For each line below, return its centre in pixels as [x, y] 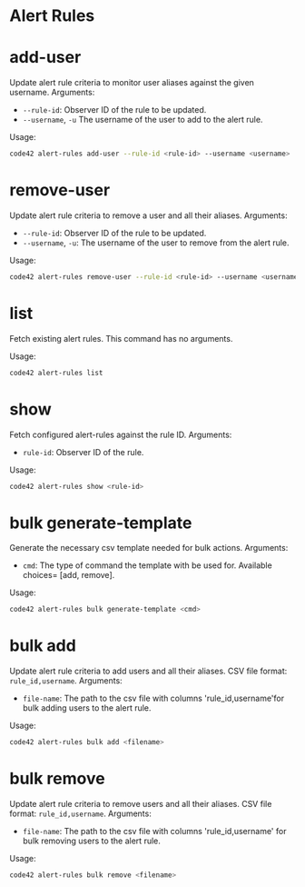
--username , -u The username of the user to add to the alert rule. [143, 120]
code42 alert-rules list [56, 373]
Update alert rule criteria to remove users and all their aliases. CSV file [141, 804]
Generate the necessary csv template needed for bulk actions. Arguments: [149, 548]
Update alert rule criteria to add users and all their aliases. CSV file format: [148, 671]
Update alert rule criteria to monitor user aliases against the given [132, 83]
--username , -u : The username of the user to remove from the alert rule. [156, 243]
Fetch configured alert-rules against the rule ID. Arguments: [121, 434]
